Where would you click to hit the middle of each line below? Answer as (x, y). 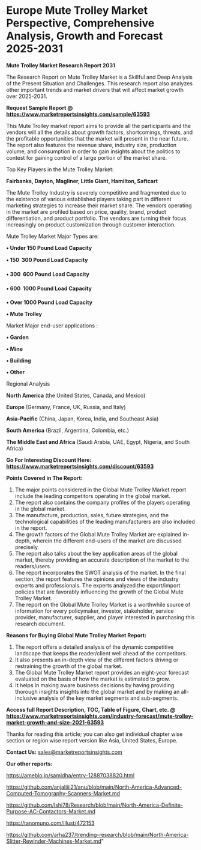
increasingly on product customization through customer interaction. (91, 224)
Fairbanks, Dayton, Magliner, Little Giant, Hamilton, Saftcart (82, 181)
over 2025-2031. (27, 96)
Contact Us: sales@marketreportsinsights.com (64, 752)
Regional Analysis (28, 384)
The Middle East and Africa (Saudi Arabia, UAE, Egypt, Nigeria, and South (98, 442)
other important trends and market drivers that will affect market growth (95, 90)
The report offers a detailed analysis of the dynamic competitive (94, 647)
